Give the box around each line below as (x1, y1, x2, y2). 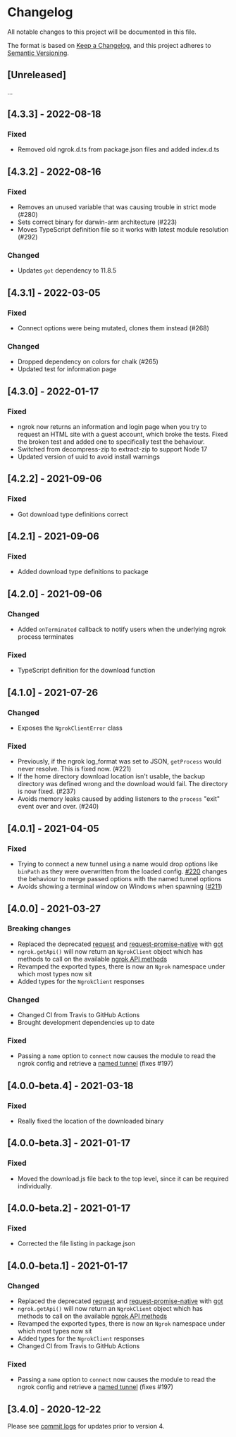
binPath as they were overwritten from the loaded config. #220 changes (17, 867, 228, 876)
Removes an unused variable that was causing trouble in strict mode (17, 203, 216, 211)
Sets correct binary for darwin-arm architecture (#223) (17, 218, 178, 226)
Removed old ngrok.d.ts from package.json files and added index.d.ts (17, 145, 220, 154)
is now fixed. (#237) (17, 787, 76, 796)
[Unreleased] (7, 69, 67, 81)
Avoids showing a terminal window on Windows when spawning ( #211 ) (17, 882, 223, 891)
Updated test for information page (17, 365, 117, 373)
